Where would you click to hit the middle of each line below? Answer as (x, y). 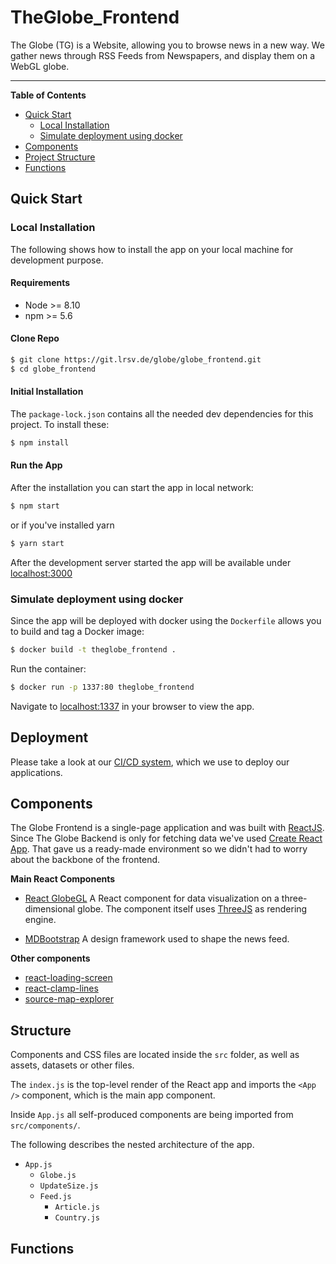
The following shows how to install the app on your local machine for (152, 249)
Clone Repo (35, 338)
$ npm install (40, 442)
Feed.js (55, 1197)
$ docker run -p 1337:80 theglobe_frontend (102, 687)
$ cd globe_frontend (53, 369)
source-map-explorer (69, 999)
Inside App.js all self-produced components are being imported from (152, 1115)
